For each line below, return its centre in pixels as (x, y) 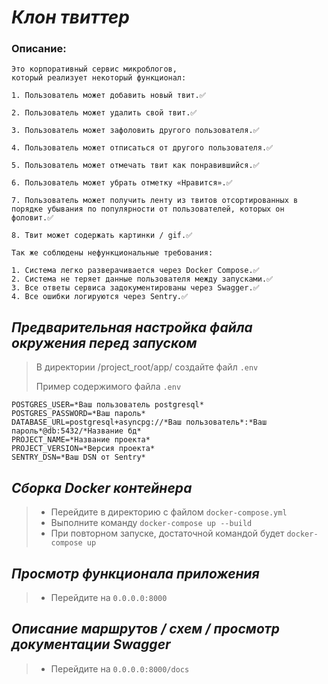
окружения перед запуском (104, 342)
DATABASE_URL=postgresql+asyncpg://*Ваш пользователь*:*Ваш (139, 422)
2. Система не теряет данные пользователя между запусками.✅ (142, 279)
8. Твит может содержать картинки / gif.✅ (102, 236)
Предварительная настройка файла (132, 327)
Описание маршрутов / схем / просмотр (145, 629)
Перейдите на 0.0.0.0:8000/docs (120, 668)
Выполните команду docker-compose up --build (151, 523)
